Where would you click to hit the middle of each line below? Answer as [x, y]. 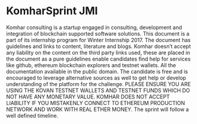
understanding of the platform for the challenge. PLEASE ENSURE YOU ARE [99, 84]
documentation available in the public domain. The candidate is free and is [97, 71]
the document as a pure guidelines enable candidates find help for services [99, 59]
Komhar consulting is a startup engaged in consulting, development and [94, 27]
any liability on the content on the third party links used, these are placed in [98, 52]
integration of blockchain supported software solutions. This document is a [98, 33]
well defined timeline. [32, 115]
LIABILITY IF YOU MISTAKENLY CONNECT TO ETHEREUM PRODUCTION [96, 103]
